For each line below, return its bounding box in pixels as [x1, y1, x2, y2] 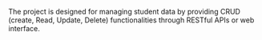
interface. [8, 24, 40, 33]
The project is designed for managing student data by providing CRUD [8, 7, 240, 16]
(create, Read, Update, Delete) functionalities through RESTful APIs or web [8, 15, 255, 25]
